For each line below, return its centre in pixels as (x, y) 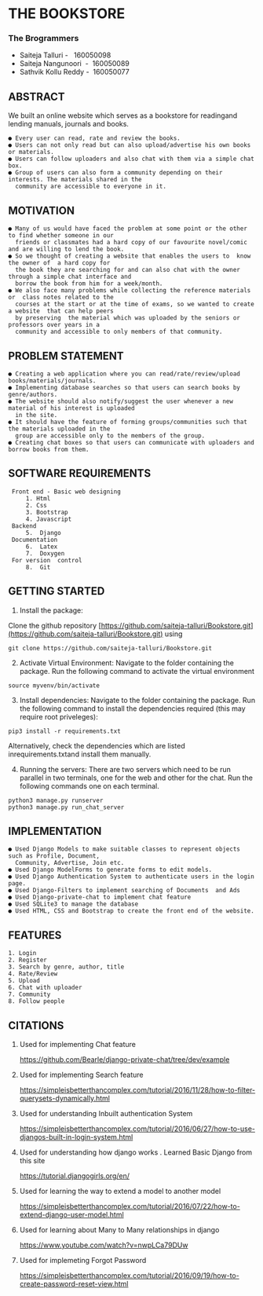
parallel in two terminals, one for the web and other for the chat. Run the (136, 778)
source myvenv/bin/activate (54, 685)
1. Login (22, 954)
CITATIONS (36, 1025)
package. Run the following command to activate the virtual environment (137, 671)
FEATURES (35, 935)
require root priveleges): (58, 716)
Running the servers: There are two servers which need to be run (125, 769)
